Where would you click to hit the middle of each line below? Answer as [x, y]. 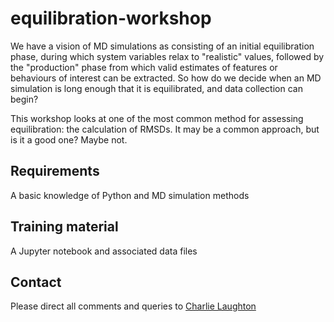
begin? [24, 99]
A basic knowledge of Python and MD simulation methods [130, 195]
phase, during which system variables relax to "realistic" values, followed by [167, 56]
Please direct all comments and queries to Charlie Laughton [133, 306]
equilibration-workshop [111, 18]
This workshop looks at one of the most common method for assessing [157, 118]
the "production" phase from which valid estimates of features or [144, 67]
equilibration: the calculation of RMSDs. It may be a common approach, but [165, 129]
